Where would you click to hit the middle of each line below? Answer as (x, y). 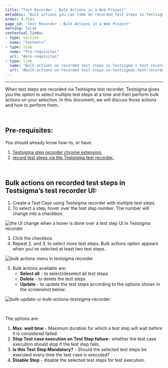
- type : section (22, 38)
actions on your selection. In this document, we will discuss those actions (81, 100)
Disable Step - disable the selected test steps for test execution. (79, 360)
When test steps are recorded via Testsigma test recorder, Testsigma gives (82, 89)
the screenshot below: (43, 289)
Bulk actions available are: (39, 268)
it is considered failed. (35, 333)
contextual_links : (24, 33)
